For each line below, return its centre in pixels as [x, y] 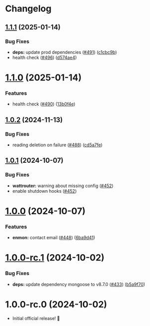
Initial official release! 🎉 [36, 318]
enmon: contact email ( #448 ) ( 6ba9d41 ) [54, 238]
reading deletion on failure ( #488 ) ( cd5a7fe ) [57, 145]
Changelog [28, 9]
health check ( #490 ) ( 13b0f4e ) [44, 104]
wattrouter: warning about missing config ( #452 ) [63, 186]
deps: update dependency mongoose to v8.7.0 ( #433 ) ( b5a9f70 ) [79, 284]
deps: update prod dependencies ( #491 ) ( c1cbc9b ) [65, 52]
